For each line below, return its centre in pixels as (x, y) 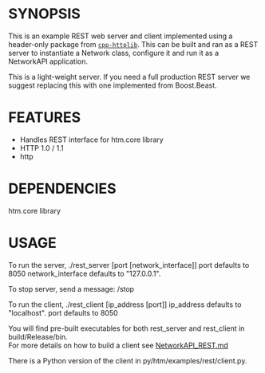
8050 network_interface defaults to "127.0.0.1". (85, 273)
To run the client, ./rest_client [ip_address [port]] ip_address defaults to (125, 304)
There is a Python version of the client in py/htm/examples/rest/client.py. (128, 360)
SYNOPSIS (45, 14)
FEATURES (45, 118)
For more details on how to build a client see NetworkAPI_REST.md (119, 345)
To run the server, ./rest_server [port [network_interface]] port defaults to (129, 265)
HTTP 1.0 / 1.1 (42, 147)
